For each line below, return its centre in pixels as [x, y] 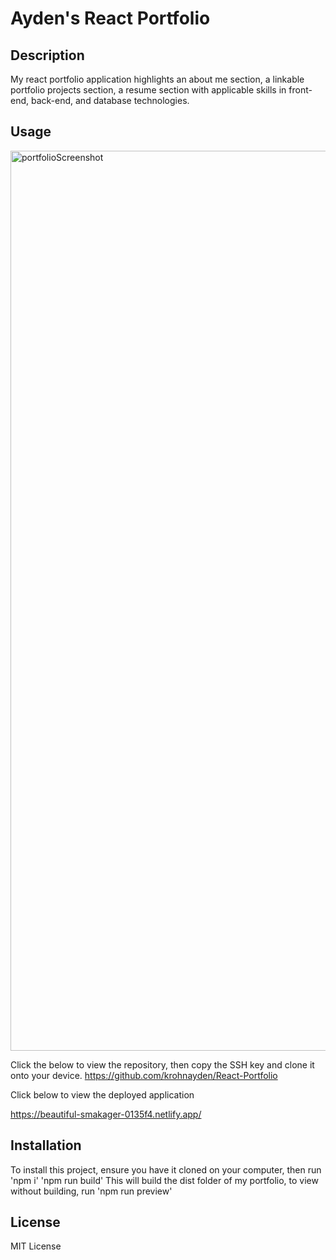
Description [47, 55]
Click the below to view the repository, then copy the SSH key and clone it [162, 1064]
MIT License [36, 1246]
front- [300, 90]
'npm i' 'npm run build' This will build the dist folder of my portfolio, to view [164, 1180]
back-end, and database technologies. [110, 100]
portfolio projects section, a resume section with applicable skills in [148, 90]
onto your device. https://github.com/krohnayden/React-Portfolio [144, 1075]
